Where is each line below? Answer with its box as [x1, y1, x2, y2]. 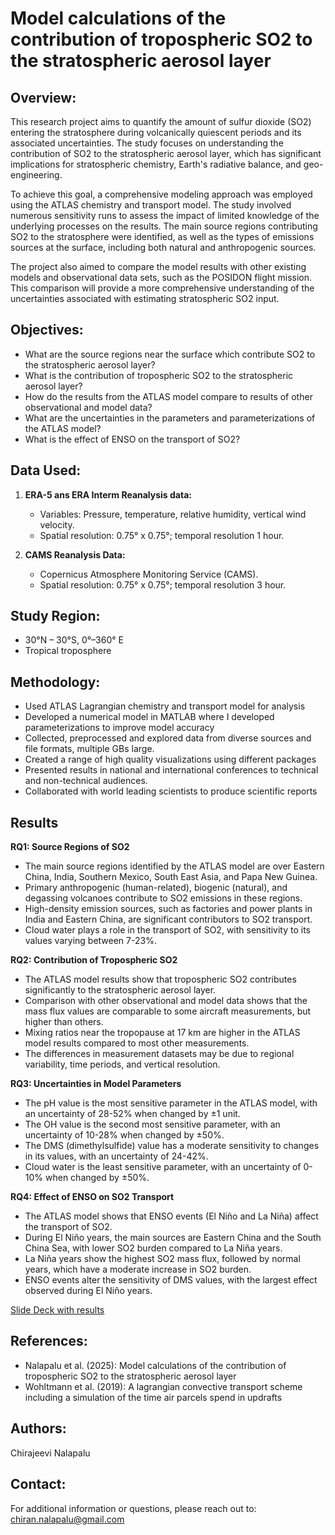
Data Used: [10, 462, 82, 479]
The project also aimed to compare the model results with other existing [10, 261, 307, 272]
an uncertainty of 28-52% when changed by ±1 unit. [24, 1108, 241, 1120]
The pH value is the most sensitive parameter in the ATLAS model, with [24, 1097, 318, 1109]
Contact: [10, 1476, 67, 1493]
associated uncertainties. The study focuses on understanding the [10, 137, 284, 149]
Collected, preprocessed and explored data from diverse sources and [24, 732, 312, 744]
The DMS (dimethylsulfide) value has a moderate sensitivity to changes [24, 1140, 320, 1152]
